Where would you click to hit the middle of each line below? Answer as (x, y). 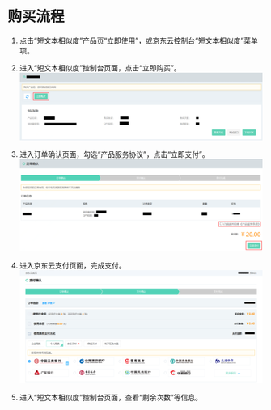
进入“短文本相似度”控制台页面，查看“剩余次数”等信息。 (111, 398)
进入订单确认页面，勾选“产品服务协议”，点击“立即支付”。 (114, 154)
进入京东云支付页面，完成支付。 (72, 266)
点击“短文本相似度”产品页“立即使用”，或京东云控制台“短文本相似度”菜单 (138, 40)
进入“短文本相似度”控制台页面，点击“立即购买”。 (100, 68)
